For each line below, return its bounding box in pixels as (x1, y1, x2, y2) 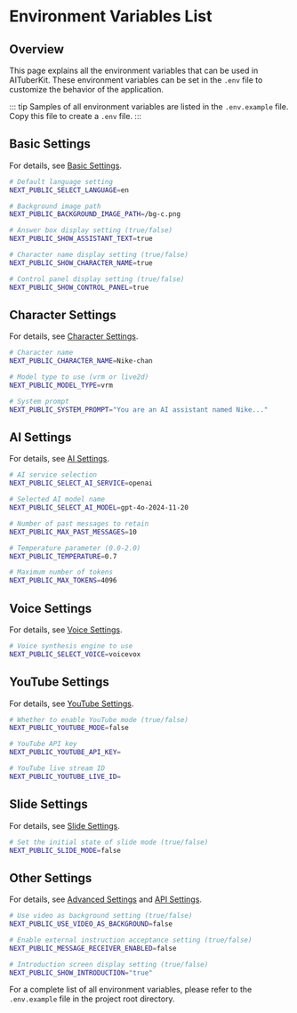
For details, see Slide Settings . (9, 820, 120, 831)
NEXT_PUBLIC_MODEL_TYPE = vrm (9, 381, 114, 390)
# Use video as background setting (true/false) (9, 912, 193, 921)
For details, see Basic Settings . (9, 160, 123, 171)
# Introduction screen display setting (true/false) (9, 960, 209, 969)
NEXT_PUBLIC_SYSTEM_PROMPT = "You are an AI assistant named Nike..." (9, 405, 269, 414)
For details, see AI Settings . (9, 454, 109, 464)
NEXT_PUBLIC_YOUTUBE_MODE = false (9, 723, 129, 733)
